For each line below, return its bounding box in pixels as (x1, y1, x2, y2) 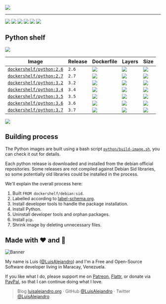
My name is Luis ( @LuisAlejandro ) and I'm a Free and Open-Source (5, 259, 142, 264)
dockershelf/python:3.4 (7, 87, 64, 92)
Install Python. (12, 206, 42, 212)
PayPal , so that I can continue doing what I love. (5, 279, 103, 285)
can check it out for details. (5, 151, 61, 157)
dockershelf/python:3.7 (7, 107, 64, 113)
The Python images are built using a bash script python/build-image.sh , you (5, 146, 160, 152)
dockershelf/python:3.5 (7, 93, 64, 99)
